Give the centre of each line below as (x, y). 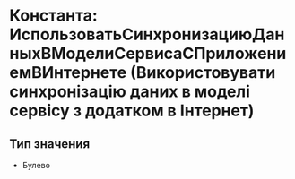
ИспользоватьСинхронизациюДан (147, 34)
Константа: (54, 16)
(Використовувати (203, 73)
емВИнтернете (68, 73)
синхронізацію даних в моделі (130, 92)
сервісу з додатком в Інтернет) (132, 111)
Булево (36, 165)
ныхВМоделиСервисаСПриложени (148, 54)
